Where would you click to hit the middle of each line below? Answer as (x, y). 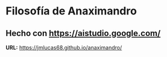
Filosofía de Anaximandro (71, 11)
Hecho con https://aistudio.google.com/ (83, 33)
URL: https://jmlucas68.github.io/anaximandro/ (64, 47)
